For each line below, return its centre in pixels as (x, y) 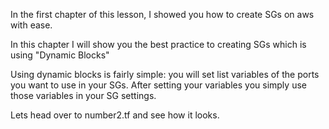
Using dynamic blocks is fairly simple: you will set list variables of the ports (165, 74)
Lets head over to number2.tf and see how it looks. (115, 115)
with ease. (31, 25)
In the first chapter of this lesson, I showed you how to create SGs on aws (162, 14)
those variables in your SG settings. (83, 95)
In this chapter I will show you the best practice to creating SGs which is (158, 44)
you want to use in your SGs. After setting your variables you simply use (158, 85)
